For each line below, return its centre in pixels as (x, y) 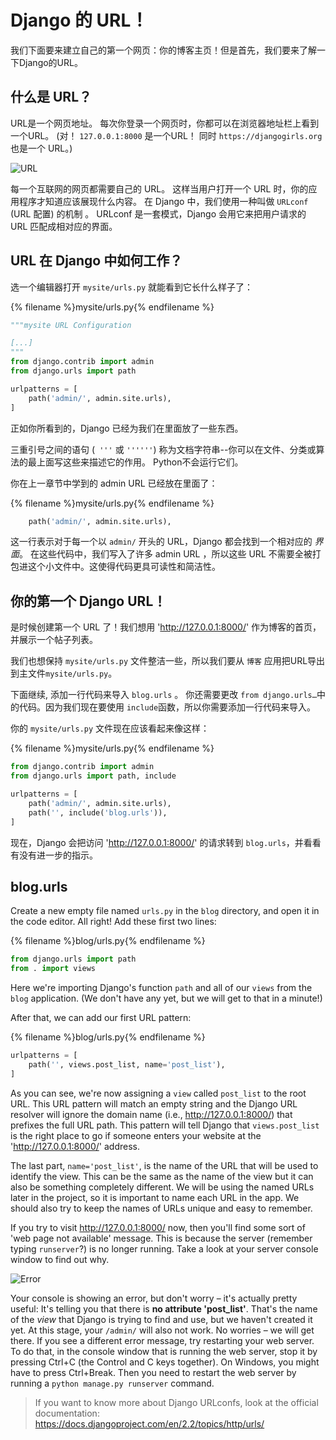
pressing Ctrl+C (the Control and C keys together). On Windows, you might (165, 1362)
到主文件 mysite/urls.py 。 (64, 673)
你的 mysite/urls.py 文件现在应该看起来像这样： (110, 728)
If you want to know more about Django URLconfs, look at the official (176, 1402)
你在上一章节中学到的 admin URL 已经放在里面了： (114, 483)
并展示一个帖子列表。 (54, 640)
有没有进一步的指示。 (54, 855)
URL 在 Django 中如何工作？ (96, 261)
